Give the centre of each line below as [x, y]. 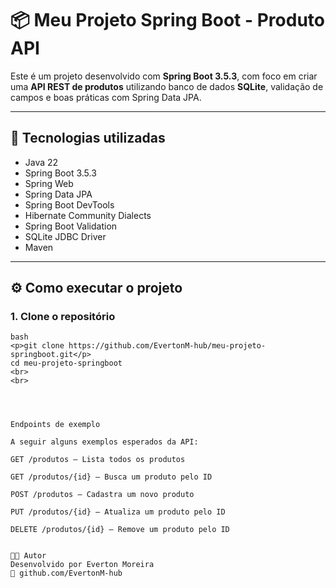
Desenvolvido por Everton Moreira [82, 565]
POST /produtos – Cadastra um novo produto [102, 495]
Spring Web [49, 183]
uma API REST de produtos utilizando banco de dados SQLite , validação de [167, 86]
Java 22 [41, 162]
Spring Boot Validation [71, 226]
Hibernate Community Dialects [88, 215]
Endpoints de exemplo [55, 425]
